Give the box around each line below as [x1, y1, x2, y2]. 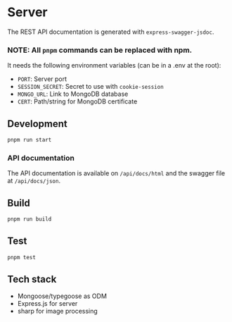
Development [7, 118, 68, 130]
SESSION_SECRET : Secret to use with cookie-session [17, 82, 164, 91]
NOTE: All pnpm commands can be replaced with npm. [7, 45, 193, 55]
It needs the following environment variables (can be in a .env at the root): [7, 61, 221, 70]
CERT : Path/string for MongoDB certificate [17, 97, 138, 106]
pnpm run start [7, 137, 52, 144]
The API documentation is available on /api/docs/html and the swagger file [7, 169, 226, 178]
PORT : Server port [17, 75, 67, 83]
